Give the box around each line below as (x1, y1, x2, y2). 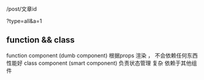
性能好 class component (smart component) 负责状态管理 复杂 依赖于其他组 (6, 59, 197, 67)
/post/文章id (6, 5, 37, 12)
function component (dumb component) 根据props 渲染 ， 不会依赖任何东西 (6, 52, 198, 59)
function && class (6, 35, 75, 45)
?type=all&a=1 (6, 18, 42, 24)
